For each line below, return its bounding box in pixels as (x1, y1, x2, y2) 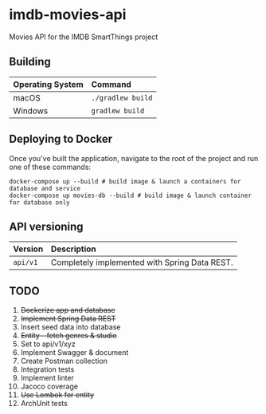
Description (51, 243, 96, 254)
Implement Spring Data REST (20, 313, 116, 324)
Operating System (13, 78, 84, 89)
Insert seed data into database (20, 322, 121, 332)
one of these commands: (9, 162, 91, 172)
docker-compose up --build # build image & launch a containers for (9, 177, 241, 185)
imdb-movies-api (9, 6, 127, 24)
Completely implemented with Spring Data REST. (51, 257, 233, 268)
